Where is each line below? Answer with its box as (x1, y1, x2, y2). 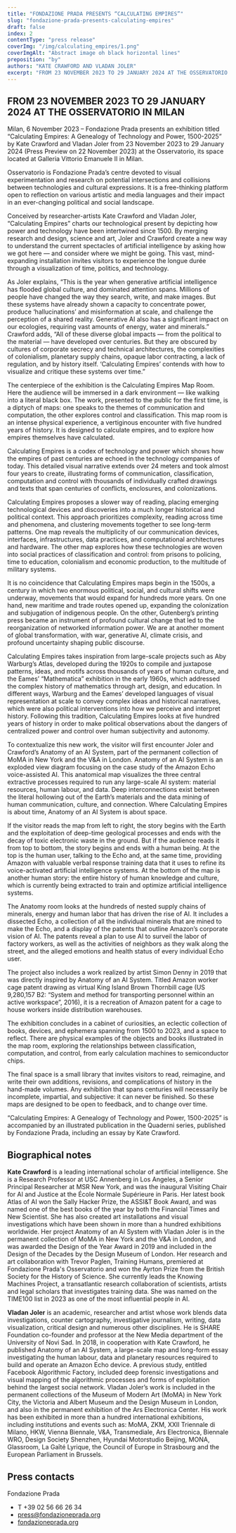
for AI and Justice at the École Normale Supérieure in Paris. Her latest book (7, 1190, 225, 1199)
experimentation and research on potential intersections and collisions (7, 176, 211, 184)
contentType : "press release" (7, 37, 96, 44)
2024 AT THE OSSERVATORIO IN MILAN (7, 106, 185, 118)
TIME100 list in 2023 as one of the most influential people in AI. (7, 1295, 190, 1303)
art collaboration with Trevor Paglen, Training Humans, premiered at (7, 1257, 204, 1266)
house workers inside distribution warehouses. (7, 1006, 143, 1014)
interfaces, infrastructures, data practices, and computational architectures (7, 535, 225, 544)
